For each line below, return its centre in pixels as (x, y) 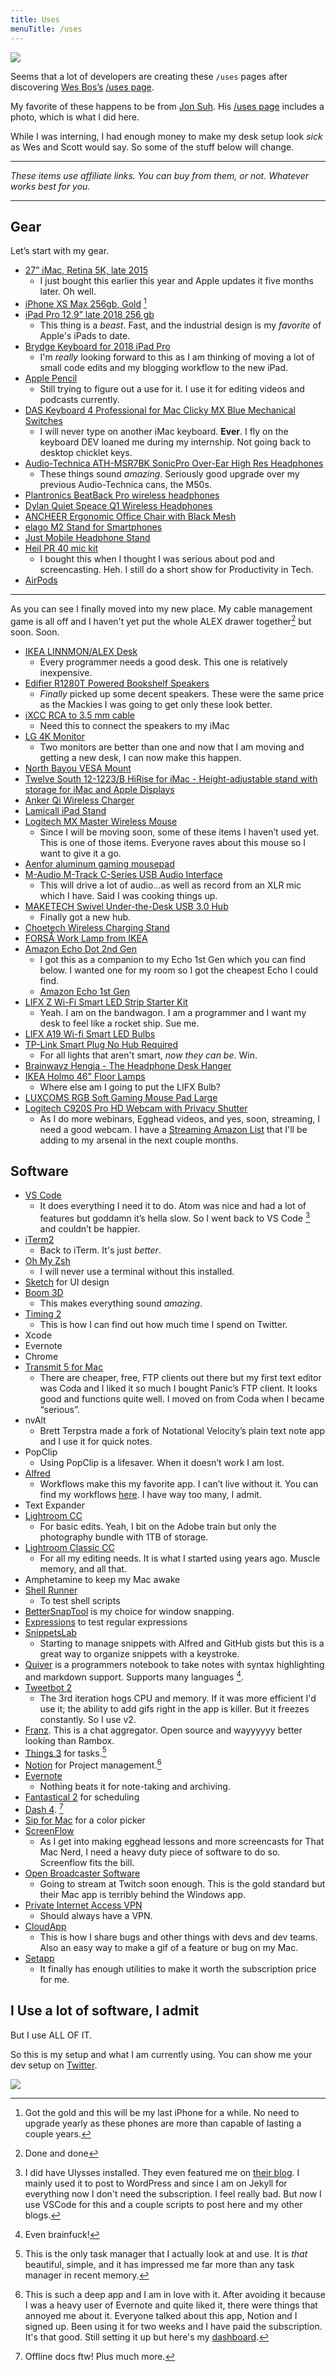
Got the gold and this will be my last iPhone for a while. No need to (162, 2112)
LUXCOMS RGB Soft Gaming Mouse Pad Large (121, 1097)
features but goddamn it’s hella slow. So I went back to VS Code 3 (175, 1218)
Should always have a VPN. (96, 1915)
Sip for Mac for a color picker (85, 1820)
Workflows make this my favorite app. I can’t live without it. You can (179, 1484)
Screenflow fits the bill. (87, 1862)
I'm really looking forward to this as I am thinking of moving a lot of (177, 357)
